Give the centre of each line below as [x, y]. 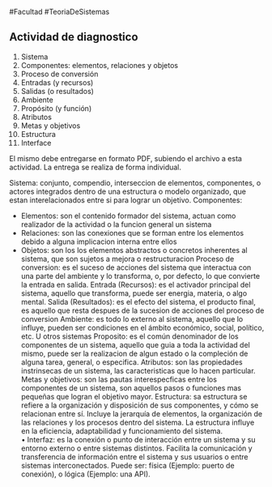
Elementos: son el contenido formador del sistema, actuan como [128, 216]
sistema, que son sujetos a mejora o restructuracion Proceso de [127, 258]
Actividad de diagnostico [74, 37]
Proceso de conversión [59, 74]
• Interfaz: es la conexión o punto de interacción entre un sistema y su [138, 439]
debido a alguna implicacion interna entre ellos [99, 241]
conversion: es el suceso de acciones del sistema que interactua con [136, 267]
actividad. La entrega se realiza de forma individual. [95, 167]
